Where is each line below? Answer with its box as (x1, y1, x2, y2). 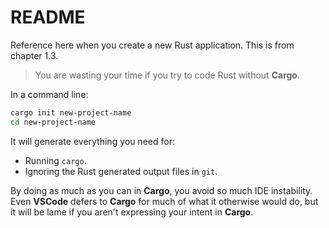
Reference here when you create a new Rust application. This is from (10, 39, 295, 51)
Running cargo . (24, 154, 87, 166)
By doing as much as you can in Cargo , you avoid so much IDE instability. (10, 184, 313, 196)
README (10, 6, 86, 29)
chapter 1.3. (10, 49, 59, 61)
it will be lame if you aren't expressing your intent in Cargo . (10, 206, 254, 218)
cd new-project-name (10, 117, 97, 127)
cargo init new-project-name (10, 107, 132, 118)
